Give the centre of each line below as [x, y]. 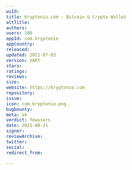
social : [15, 147]
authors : [17, 28]
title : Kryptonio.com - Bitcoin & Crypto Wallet [66, 17]
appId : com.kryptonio [32, 39]
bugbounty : [19, 109]
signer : [15, 131]
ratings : [17, 71]
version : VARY [23, 60]
